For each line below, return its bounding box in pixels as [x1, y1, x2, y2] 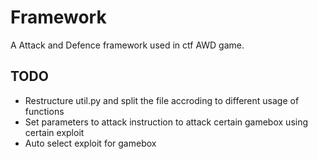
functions [24, 105, 65, 117]
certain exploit [24, 126, 85, 138]
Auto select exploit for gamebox [24, 137, 157, 149]
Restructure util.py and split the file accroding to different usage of [24, 94, 300, 106]
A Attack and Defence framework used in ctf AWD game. [10, 39, 245, 51]
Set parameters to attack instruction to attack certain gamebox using [24, 116, 309, 128]
